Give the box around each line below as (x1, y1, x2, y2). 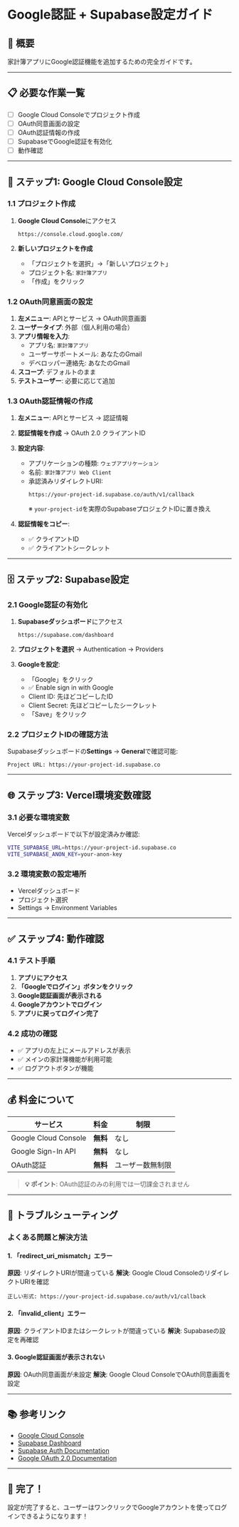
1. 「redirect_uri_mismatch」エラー (7, 1251, 113, 1260)
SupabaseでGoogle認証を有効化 (17, 137, 112, 145)
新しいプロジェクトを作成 (17, 244, 93, 252)
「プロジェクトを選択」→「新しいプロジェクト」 (28, 259, 172, 267)
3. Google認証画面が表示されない (7, 1353, 105, 1362)
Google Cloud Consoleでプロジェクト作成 (17, 110, 141, 118)
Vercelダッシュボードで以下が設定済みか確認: (7, 830, 140, 839)
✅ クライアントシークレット (28, 543, 110, 553)
